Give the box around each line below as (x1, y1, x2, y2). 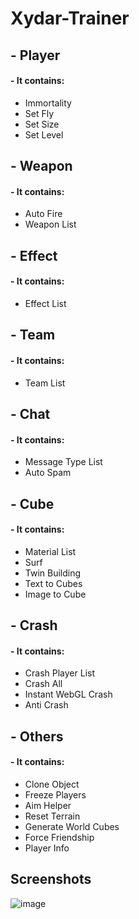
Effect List (24, 297, 67, 309)
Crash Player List (24, 667, 95, 679)
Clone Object (24, 778, 80, 790)
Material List (24, 545, 77, 557)
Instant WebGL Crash (24, 688, 113, 701)
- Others (10, 728, 64, 745)
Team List (24, 377, 66, 389)
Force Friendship (24, 831, 95, 843)
